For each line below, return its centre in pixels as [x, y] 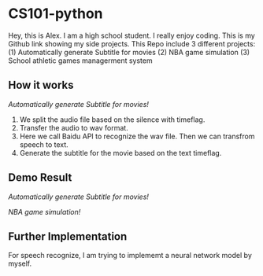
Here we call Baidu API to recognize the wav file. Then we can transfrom [137, 136]
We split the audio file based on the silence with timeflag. [112, 120]
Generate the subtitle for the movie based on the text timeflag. [120, 153]
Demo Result [40, 178]
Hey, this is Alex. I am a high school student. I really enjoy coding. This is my [132, 35]
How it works [41, 85]
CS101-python [56, 14]
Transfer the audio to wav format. [74, 127]
